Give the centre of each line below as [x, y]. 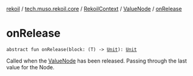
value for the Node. [30, 67]
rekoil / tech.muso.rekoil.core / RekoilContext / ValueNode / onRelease [94, 9]
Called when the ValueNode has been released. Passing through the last [96, 61]
